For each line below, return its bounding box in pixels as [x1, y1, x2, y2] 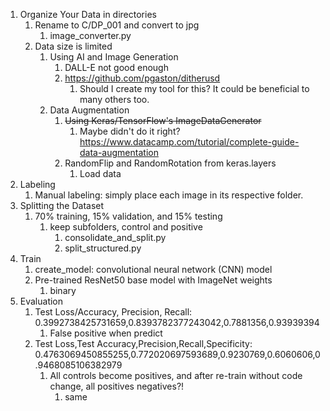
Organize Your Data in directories [19, 9, 157, 20]
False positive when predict [49, 327, 163, 339]
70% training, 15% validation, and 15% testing [34, 210, 223, 222]
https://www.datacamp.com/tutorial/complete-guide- [79, 136, 300, 148]
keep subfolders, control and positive [49, 221, 203, 233]
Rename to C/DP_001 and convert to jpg [34, 19, 200, 31]
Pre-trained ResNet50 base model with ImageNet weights [34, 274, 273, 286]
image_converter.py [49, 30, 132, 41]
